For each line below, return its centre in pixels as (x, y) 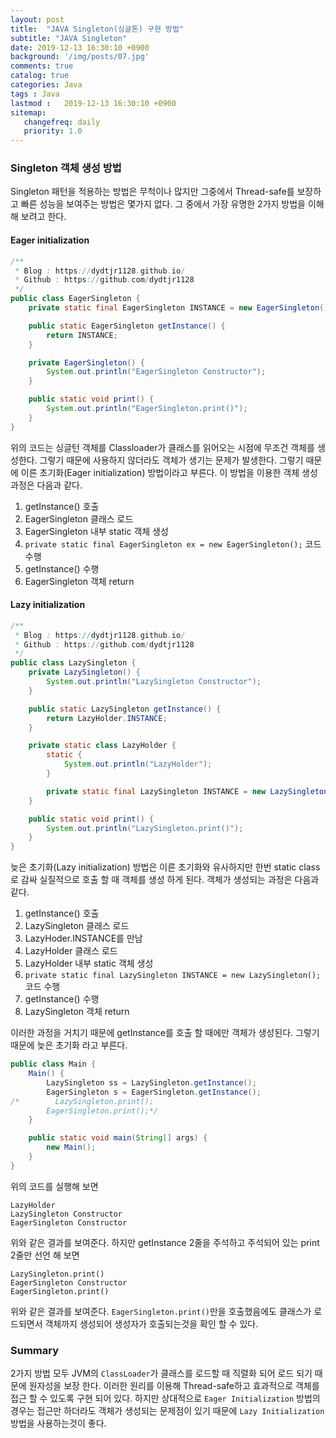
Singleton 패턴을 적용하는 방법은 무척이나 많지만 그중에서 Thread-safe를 (152, 192)
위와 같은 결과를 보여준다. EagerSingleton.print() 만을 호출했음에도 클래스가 (161, 1311)
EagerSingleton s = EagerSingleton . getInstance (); (154, 1092)
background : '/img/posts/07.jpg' (80, 57)
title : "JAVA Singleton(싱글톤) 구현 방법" (97, 29)
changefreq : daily (62, 122)
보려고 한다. (43, 217)
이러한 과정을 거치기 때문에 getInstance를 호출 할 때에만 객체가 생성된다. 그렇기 (165, 1033)
